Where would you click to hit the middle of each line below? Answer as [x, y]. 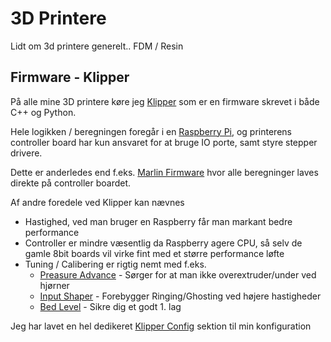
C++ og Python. [43, 112]
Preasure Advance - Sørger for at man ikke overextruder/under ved [178, 274]
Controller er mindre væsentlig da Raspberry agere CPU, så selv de [163, 243]
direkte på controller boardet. [71, 183]
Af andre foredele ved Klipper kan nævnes [97, 202]
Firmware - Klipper [70, 77]
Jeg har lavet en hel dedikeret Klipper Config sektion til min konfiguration [161, 326]
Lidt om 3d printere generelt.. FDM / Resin [97, 46]
